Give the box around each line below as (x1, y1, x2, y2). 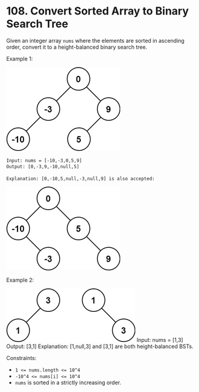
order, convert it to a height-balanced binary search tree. (6, 43, 148, 51)
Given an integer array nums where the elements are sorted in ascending (6, 37, 185, 44)
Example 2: (6, 276, 34, 283)
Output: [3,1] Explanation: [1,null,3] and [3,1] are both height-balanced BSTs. (6, 343, 194, 350)
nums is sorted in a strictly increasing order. (14, 379, 122, 386)
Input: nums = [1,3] (136, 336, 183, 343)
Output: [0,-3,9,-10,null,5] (6, 163, 80, 169)
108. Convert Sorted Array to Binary (6, 4, 189, 18)
